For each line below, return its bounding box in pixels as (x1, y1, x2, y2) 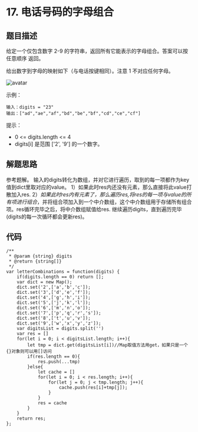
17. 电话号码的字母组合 (6, 5, 114, 19)
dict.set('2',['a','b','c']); (16, 284, 91, 290)
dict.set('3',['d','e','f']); (16, 289, 91, 295)
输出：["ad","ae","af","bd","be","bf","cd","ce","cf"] (6, 110, 141, 116)
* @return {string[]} (8, 258, 62, 264)
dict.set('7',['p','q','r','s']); (16, 310, 101, 316)
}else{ (27, 364, 44, 369)
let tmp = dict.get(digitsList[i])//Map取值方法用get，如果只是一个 (27, 342, 189, 348)
